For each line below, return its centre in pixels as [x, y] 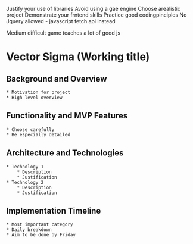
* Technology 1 [25, 167]
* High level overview [34, 98]
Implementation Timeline [54, 211]
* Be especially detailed [38, 134]
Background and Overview [57, 79]
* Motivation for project [38, 92]
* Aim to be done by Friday [41, 235]
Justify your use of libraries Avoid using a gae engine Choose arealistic [93, 9]
